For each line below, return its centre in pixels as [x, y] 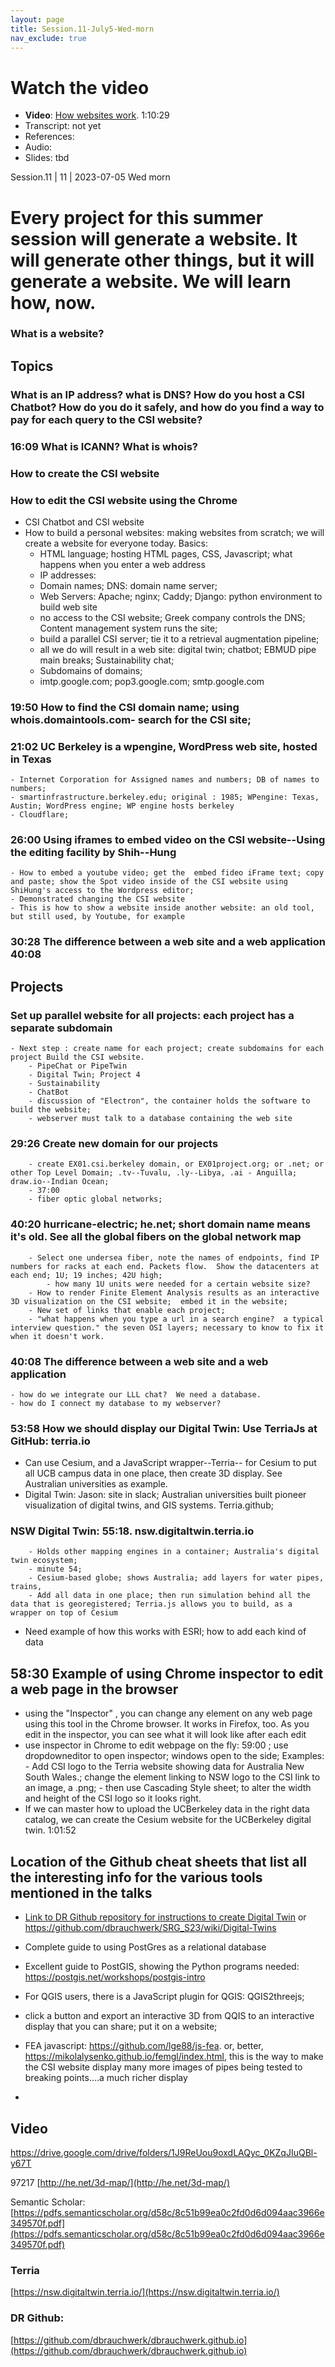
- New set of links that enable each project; [127, 1310]
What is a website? [57, 334]
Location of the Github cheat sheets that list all [159, 1861]
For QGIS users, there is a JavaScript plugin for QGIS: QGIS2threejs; [164, 1997]
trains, [26, 1587]
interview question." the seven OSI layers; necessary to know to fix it [167, 1327]
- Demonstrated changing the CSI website [98, 899]
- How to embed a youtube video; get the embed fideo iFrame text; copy [167, 873]
